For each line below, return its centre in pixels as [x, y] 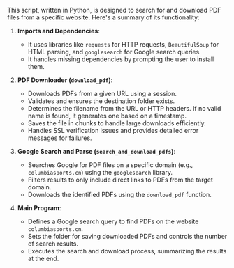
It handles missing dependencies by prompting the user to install [121, 59]
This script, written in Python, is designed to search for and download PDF [114, 10]
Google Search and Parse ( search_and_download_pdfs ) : [96, 151]
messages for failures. [60, 138]
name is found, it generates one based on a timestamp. [107, 116]
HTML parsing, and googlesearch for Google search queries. [114, 52]
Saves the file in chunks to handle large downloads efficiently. [117, 123]
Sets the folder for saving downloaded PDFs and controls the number [127, 236]
